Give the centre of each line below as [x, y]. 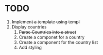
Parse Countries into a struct [47, 32]
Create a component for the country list [58, 42]
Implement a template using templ [45, 22]
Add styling [30, 47]
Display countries [29, 27]
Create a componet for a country [51, 37]
